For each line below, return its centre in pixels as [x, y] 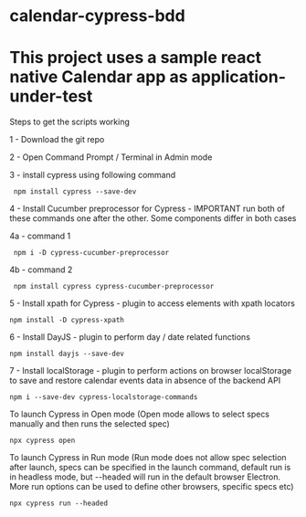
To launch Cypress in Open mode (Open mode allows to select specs [140, 414]
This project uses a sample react [136, 58]
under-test [51, 96]
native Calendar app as [99, 77]
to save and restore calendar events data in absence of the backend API [145, 381]
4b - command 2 [41, 269]
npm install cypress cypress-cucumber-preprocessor [114, 287]
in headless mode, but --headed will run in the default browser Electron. [145, 477]
